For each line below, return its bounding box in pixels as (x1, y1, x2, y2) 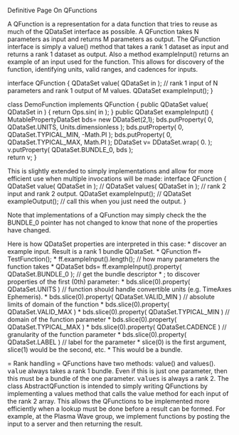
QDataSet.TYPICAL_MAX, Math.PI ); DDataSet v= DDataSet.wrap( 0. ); (7, 138, 213, 146)
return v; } (7, 153, 37, 161)
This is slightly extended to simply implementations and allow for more (7, 167, 214, 175)
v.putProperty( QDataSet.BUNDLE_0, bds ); (7, 146, 134, 154)
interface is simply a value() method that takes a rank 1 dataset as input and (7, 43, 229, 50)
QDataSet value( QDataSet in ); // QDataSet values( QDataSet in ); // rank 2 (7, 182, 226, 190)
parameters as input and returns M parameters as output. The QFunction (7, 35, 221, 43)
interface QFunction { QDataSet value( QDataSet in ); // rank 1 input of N (7, 79, 218, 87)
